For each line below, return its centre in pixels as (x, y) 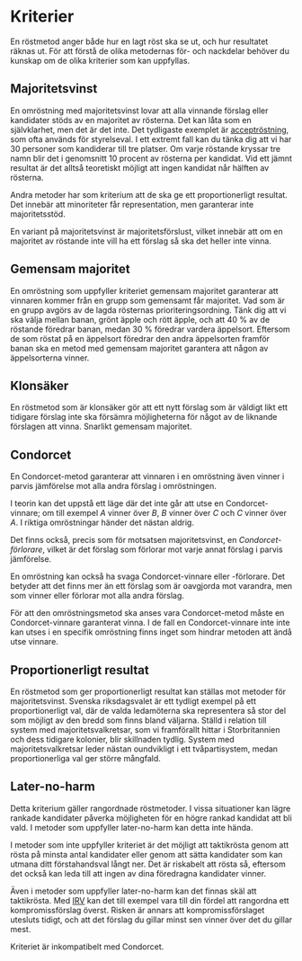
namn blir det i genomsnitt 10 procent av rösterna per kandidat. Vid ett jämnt (151, 158)
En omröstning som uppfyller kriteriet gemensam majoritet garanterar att (144, 290)
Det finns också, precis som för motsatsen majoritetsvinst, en (124, 540)
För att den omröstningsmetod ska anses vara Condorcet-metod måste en (147, 613)
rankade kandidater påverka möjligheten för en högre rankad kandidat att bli (151, 818)
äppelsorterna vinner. (50, 358)
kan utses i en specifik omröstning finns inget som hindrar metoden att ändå (151, 632)
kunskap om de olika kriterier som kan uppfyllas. (100, 60)
